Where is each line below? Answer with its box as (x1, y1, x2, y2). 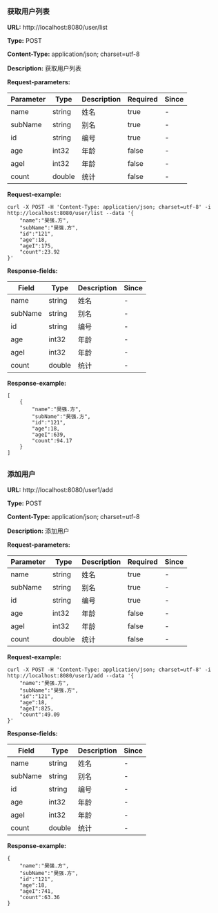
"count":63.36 (19, 894, 60, 901)
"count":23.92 (19, 248, 60, 255)
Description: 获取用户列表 (7, 64, 81, 72)
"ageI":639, (32, 431, 67, 438)
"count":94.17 (32, 437, 72, 444)
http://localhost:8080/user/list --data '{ (7, 209, 135, 216)
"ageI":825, (19, 705, 54, 712)
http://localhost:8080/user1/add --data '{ (7, 672, 135, 679)
